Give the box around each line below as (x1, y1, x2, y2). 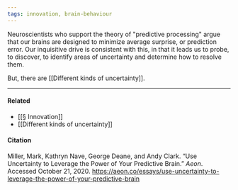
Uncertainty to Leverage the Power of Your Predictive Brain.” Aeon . (7, 160, 203, 168)
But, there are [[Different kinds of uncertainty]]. (7, 74, 145, 82)
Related (7, 96, 30, 105)
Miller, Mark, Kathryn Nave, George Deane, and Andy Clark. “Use (7, 152, 197, 160)
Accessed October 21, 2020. (7, 167, 91, 176)
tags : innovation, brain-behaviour (7, 10, 113, 18)
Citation (7, 136, 32, 145)
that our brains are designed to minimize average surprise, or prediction (7, 37, 217, 46)
